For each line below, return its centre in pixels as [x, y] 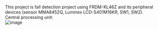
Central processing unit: [29, 17]
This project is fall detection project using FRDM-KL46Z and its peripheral [79, 7]
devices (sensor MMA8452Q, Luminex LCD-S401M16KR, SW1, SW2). [74, 12]
